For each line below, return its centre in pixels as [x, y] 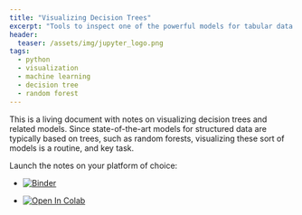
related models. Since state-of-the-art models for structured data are [138, 128]
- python [34, 60]
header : [24, 34]
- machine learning [54, 77]
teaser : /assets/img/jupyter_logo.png [91, 43]
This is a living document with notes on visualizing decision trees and [138, 119]
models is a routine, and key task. [72, 148]
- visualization [48, 69]
